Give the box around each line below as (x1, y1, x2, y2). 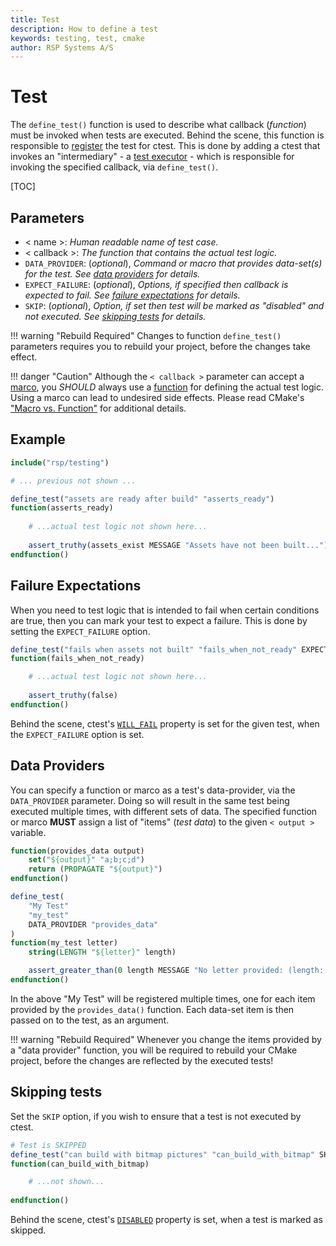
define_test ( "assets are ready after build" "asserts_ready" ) (10, 494, 275, 504)
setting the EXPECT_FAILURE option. (10, 625, 151, 637)
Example (10, 431, 66, 448)
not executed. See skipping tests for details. (24, 311, 207, 322)
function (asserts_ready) (10, 503, 114, 513)
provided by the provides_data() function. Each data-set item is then (10, 1003, 295, 1015)
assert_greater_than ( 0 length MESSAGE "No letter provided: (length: (28, 966, 325, 976)
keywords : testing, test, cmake (10, 33, 145, 43)
